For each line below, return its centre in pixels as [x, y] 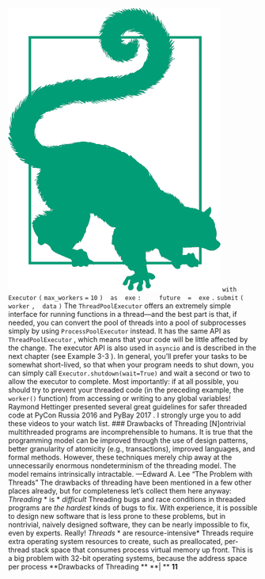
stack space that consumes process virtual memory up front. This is [142, 550]
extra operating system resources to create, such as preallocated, [115, 541]
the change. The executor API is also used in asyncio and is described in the [132, 348]
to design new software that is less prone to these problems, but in [117, 516]
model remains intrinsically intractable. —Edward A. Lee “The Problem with [131, 474]
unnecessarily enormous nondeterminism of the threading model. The [122, 466]
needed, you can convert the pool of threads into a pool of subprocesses [127, 322]
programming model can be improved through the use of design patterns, [128, 440]
